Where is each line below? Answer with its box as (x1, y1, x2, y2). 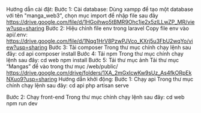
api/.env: (6, 31, 28, 38)
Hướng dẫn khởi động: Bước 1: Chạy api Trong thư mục (58, 75, 194, 83)
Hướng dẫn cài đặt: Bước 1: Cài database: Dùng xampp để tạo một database (6, 6, 194, 13)
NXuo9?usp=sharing (6, 75, 58, 83)
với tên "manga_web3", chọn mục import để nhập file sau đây (6, 12, 158, 19)
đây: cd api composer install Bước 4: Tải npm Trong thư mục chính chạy (6, 50, 184, 57)
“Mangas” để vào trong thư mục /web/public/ (6, 63, 118, 70)
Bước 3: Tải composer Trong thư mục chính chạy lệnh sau (49, 44, 191, 51)
